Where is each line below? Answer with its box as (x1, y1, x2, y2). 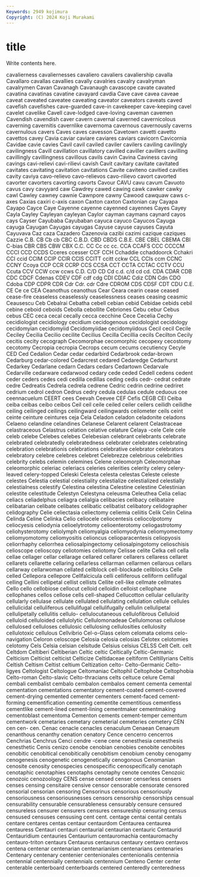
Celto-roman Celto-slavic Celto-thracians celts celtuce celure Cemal (6, 674, 175, 681)
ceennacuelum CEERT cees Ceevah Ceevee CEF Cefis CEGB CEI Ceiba (6, 395, 182, 402)
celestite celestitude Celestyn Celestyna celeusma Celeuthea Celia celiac (6, 490, 187, 497)
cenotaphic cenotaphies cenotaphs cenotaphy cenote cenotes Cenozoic (6, 769, 185, 776)
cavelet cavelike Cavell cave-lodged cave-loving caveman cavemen (6, 109, 174, 116)
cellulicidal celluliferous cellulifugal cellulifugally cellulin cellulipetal (6, 604, 171, 611)
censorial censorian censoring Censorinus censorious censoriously (6, 788, 172, 795)
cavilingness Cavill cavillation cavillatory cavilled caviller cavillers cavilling (6, 147, 188, 155)
